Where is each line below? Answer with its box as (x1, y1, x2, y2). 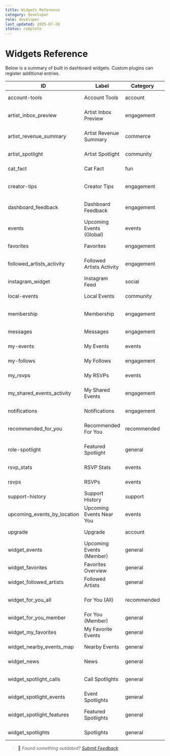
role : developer (5, 17, 39, 22)
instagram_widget (8, 278, 51, 285)
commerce (125, 133, 151, 140)
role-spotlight (8, 446, 41, 453)
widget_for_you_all (8, 597, 52, 604)
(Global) (84, 231, 104, 238)
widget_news (8, 658, 39, 665)
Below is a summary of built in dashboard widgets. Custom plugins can (5, 65, 153, 71)
